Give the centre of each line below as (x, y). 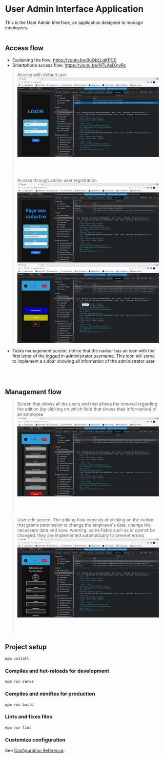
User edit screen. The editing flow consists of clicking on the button (85, 520)
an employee (30, 414)
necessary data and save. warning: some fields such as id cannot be (86, 530)
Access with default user (42, 75)
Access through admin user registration (57, 180)
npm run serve (20, 682)
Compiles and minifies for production (50, 694)
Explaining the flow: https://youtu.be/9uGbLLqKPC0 (64, 60)
